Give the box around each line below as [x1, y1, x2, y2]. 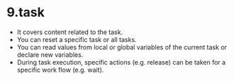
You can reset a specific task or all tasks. [16, 35, 137, 43]
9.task [6, 4, 45, 21]
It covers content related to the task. [16, 28, 123, 36]
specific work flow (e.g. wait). [16, 65, 104, 74]
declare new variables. [16, 50, 84, 59]
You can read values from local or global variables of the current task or [16, 43, 228, 51]
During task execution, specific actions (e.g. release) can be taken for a [16, 58, 226, 66]
